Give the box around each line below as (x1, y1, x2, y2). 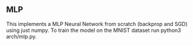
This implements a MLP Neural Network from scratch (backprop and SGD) (6, 20, 188, 27)
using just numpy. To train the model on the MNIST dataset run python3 (6, 27, 181, 34)
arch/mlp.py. (6, 32, 37, 40)
